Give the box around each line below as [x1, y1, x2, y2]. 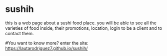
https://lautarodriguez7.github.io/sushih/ [5, 45, 88, 51]
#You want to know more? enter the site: [5, 40, 88, 46]
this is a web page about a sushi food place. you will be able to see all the [5, 20, 156, 26]
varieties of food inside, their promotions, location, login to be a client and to [5, 25, 162, 31]
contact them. [5, 30, 34, 36]
